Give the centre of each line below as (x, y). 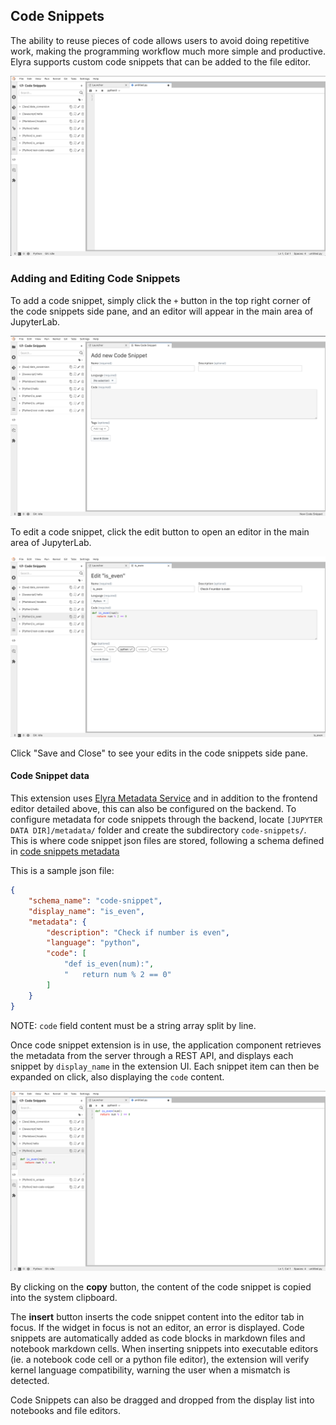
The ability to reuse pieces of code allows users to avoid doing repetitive (160, 40)
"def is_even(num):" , (109, 964)
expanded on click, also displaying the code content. (117, 1076)
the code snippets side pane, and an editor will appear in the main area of (162, 311)
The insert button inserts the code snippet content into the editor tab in (157, 1316)
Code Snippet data (50, 776)
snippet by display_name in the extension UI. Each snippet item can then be (165, 1066)
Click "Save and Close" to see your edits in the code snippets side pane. (159, 753)
